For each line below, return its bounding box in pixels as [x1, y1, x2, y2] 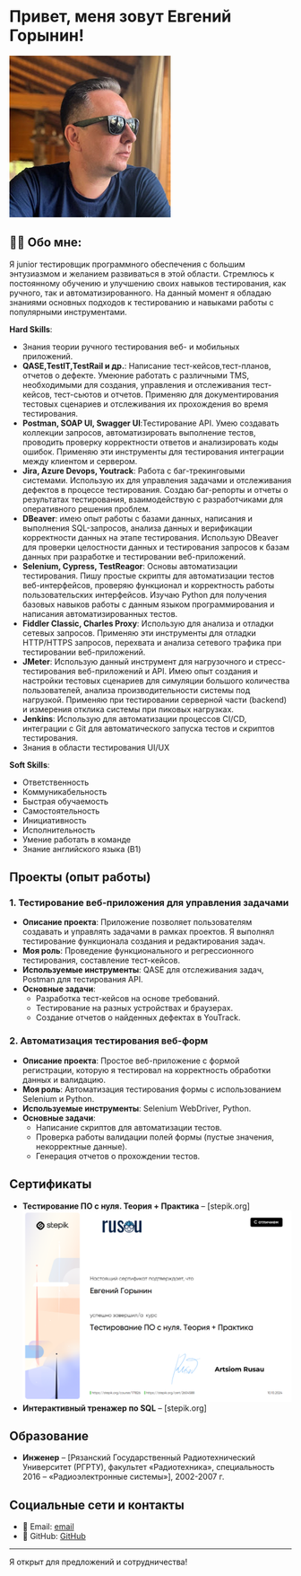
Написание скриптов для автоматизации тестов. [35, 1122, 222, 1132]
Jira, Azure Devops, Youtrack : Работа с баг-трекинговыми [21, 465, 245, 476]
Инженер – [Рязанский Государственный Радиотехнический [21, 1452, 255, 1463]
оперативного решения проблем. [21, 503, 151, 514]
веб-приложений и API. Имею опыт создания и [77, 665, 258, 676]
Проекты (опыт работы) [9, 869, 151, 885]
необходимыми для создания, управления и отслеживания [21, 379, 251, 390]
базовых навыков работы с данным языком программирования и [21, 599, 275, 610]
